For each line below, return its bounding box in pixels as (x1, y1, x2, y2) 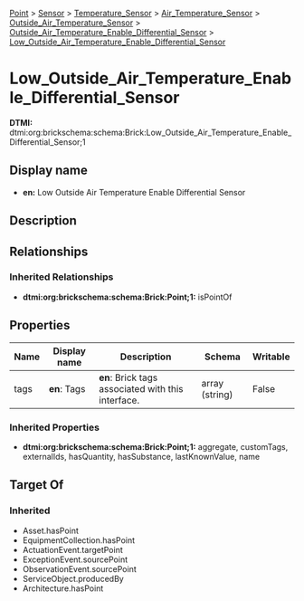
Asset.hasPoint (22, 525, 80, 536)
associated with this (99, 382, 184, 395)
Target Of (9, 477, 64, 492)
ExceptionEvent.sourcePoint (22, 554, 128, 565)
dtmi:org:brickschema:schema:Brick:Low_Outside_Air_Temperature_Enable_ (9, 127, 292, 138)
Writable (252, 350, 290, 363)
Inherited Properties (9, 421, 100, 434)
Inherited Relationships (9, 271, 114, 283)
